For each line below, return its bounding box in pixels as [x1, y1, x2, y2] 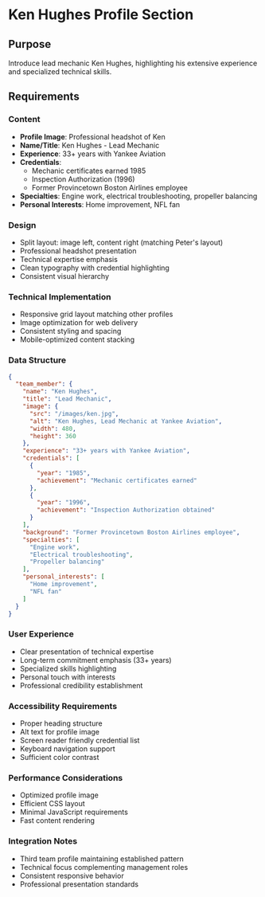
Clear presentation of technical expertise [19, 647, 154, 656]
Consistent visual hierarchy [19, 271, 110, 280]
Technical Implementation [8, 291, 111, 302]
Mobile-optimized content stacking [19, 335, 135, 344]
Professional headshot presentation [19, 245, 137, 256]
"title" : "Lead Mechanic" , [22, 395, 112, 403]
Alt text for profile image [19, 727, 99, 737]
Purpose [8, 37, 52, 51]
